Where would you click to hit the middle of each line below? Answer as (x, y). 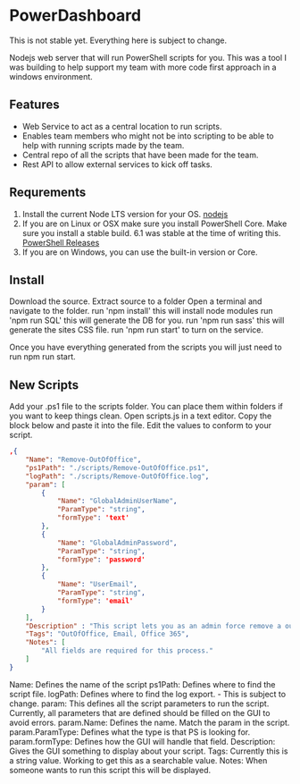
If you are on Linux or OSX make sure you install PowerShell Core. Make (154, 223)
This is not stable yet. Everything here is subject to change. (118, 40)
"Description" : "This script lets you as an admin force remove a (153, 626)
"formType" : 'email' (95, 601)
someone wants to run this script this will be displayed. (110, 770)
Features (34, 105)
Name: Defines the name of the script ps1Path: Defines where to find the (142, 684)
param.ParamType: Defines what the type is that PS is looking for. (130, 732)
